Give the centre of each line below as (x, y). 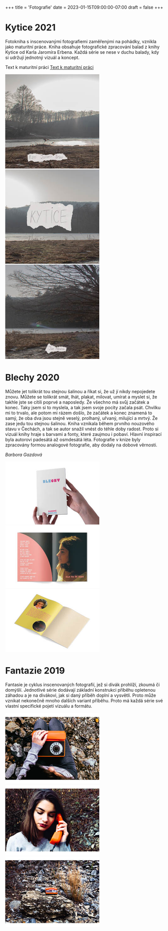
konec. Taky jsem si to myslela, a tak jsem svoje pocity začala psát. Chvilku (83, 407)
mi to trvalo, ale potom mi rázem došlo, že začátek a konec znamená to (79, 413)
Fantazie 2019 (35, 671)
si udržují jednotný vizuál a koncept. (42, 57)
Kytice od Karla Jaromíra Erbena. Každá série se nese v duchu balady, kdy (82, 52)
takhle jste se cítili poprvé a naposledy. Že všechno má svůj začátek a (77, 402)
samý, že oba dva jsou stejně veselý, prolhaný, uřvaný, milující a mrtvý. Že (81, 418)
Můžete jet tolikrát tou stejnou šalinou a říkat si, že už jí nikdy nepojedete (80, 391)
